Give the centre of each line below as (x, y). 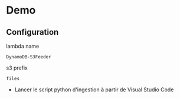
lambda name (23, 46)
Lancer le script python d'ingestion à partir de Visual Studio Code (94, 90)
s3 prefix (17, 68)
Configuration (32, 32)
